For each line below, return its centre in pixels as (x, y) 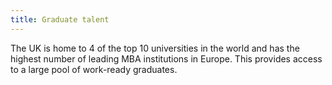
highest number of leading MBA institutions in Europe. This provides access (166, 58)
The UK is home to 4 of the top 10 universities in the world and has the (155, 48)
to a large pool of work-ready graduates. (94, 69)
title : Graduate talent (60, 19)
